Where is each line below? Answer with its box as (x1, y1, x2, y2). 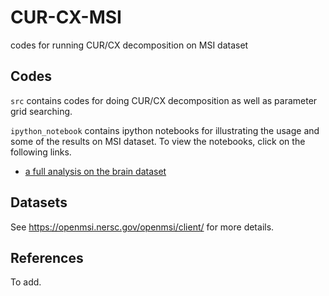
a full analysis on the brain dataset (24, 165, 167, 177)
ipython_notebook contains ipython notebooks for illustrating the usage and (10, 124, 320, 136)
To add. (10, 276, 42, 288)
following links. (10, 146, 72, 158)
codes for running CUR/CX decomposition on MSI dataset (10, 39, 249, 51)
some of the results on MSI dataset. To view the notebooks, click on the (10, 135, 306, 147)
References (10, 249, 84, 266)
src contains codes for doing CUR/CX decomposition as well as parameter (10, 94, 318, 106)
